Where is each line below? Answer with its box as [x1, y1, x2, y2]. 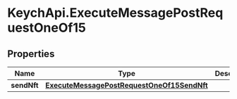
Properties [7, 48, 55, 60]
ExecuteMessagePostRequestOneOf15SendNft [45, 81, 208, 90]
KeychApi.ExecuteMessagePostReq [7, 5, 224, 21]
